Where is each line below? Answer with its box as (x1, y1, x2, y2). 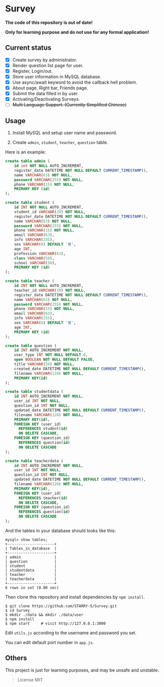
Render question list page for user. (12, 62, 84, 68)
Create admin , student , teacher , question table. (12, 139, 108, 145)
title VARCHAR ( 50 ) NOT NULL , (14, 362, 75, 367)
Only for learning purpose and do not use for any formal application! (5, 29, 150, 35)
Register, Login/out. (12, 68, 53, 74)
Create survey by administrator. (12, 57, 77, 63)
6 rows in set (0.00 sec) (5, 585, 59, 590)
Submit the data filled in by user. (12, 91, 79, 97)
